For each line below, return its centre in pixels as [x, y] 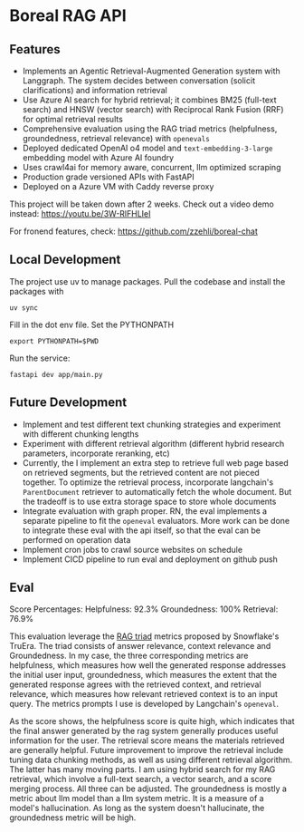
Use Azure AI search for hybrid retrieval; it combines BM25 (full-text [150, 100]
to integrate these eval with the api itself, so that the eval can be [141, 530]
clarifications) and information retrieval [95, 90]
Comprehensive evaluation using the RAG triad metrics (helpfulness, [150, 129]
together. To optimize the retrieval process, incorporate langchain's [148, 482]
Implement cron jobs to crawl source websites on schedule [132, 549]
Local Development [65, 260]
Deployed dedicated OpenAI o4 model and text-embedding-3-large [147, 148]
